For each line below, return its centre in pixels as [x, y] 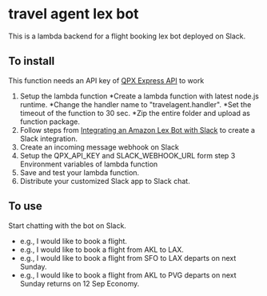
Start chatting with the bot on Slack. [67, 226]
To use [25, 206]
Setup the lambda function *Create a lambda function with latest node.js [139, 96]
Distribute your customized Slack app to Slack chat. [105, 181]
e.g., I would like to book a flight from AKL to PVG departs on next [128, 275]
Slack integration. [49, 138]
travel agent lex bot [74, 14]
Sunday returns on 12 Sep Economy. [80, 283]
